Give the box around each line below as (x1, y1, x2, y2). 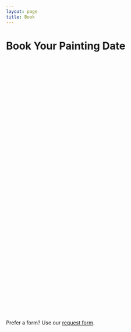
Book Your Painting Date (6, 39, 126, 53)
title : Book (6, 14, 35, 20)
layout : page (6, 8, 38, 15)
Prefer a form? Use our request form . (6, 319, 95, 326)
